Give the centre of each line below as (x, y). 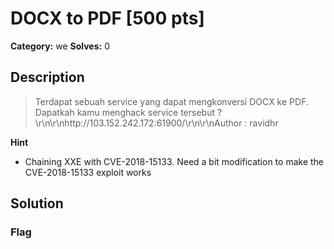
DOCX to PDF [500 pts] (107, 18)
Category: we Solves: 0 (60, 46)
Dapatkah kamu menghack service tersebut (124, 112)
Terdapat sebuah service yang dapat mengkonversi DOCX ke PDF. (171, 101)
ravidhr (264, 123)
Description (47, 77)
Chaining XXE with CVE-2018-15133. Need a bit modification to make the (174, 161)
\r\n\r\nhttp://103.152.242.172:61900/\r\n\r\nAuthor (138, 123)
